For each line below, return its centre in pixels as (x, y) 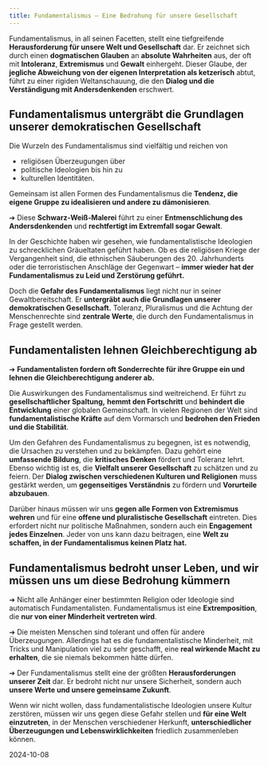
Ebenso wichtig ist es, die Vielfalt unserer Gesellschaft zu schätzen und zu (134, 468)
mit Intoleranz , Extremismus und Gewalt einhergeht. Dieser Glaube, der (128, 64)
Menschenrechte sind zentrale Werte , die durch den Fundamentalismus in (132, 317)
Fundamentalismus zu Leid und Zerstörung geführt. (97, 275)
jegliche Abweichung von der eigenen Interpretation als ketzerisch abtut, (132, 72)
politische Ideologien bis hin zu (71, 170)
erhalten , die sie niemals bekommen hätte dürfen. (91, 657)
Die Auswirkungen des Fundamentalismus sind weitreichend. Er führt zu (128, 393)
